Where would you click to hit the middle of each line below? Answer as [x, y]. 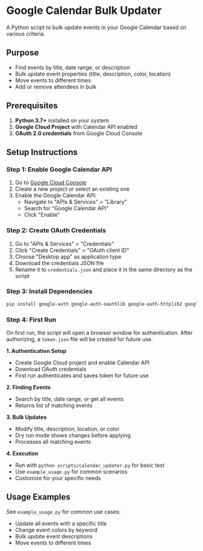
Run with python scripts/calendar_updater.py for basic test [90, 465]
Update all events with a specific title [61, 523]
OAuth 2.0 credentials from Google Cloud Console [79, 133]
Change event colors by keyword [56, 530]
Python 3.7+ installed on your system [62, 120]
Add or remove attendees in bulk [56, 87]
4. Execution [22, 454]
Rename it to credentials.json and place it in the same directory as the [104, 269]
